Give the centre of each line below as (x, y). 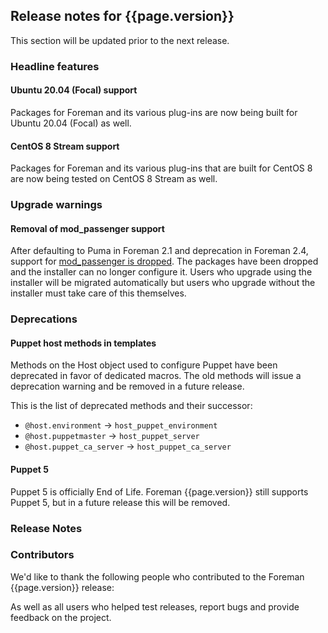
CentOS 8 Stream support (65, 146)
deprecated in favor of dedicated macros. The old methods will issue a (156, 376)
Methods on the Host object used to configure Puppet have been (144, 365)
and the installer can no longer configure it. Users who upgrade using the (161, 272)
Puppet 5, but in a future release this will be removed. (120, 502)
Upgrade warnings (56, 205)
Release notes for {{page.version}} (122, 16)
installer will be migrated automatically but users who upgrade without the (163, 283)
